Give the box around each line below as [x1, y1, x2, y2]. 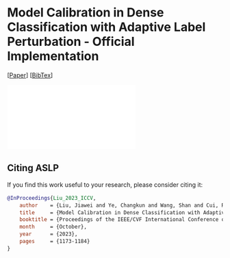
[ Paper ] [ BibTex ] [7, 70, 53, 79]
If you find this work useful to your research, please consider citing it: [7, 180, 203, 189]
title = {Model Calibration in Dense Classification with [19, 209, 201, 216]
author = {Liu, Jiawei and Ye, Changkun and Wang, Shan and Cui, [19, 202, 219, 209]
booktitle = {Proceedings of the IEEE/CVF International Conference [19, 216, 219, 223]
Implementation [7, 49, 99, 64]
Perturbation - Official [7, 34, 135, 49]
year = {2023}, [19, 231, 78, 237]
